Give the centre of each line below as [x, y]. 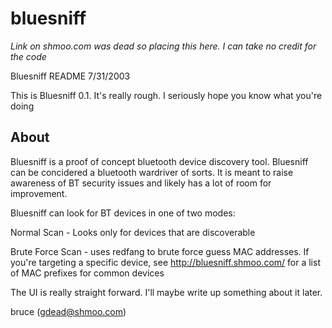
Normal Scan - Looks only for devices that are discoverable [133, 232]
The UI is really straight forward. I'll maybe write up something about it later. [166, 292]
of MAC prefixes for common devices [87, 273]
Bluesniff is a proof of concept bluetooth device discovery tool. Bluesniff [159, 161]
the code [28, 56]
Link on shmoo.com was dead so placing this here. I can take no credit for [163, 46]
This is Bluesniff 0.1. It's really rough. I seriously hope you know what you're [166, 95]
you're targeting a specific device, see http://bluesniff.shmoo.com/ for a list [165, 262]
